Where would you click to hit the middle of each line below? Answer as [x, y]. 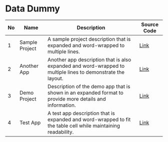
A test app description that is [81, 113]
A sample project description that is [89, 39]
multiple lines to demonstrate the [86, 72]
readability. [60, 132]
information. [61, 105]
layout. [55, 78]
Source [150, 24]
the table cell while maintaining [84, 126]
